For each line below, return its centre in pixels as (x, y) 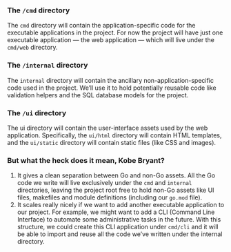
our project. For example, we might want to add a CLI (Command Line (116, 212)
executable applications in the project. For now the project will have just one (115, 32)
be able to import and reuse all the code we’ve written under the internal (120, 234)
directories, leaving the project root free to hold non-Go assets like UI (115, 190)
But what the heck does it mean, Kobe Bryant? (86, 160)
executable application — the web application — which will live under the (111, 40)
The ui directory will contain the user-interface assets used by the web (108, 128)
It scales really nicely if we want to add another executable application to (121, 205)
